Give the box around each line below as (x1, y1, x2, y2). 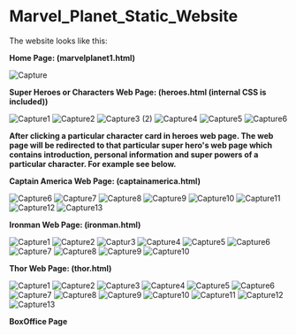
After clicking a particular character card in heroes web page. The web (9, 130, 274, 141)
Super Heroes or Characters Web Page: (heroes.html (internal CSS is (9, 87, 267, 97)
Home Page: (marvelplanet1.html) (9, 52, 135, 63)
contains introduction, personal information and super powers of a (9, 148, 259, 160)
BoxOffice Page (9, 316, 68, 326)
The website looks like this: (9, 35, 108, 46)
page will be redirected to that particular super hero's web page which (9, 140, 273, 150)
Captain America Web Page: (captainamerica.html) (9, 175, 201, 187)
